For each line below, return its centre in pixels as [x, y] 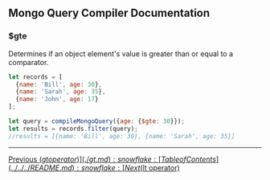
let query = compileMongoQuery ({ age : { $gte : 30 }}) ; [96, 121]
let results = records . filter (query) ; [73, 129]
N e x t [132, 167]
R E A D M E [45, 167]
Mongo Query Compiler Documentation [109, 13]
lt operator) [162, 167]
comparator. [29, 62]
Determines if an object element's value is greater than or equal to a [121, 53]
